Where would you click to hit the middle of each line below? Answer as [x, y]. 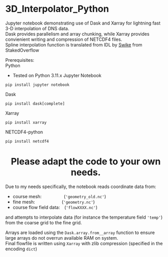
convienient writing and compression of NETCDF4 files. [64, 39]
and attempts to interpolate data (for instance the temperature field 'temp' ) [84, 217]
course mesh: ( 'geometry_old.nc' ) [59, 196]
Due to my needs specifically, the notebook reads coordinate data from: [81, 186]
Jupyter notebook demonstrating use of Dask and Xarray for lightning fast [83, 23]
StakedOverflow [22, 50]
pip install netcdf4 [27, 141]
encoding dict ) [21, 249]
